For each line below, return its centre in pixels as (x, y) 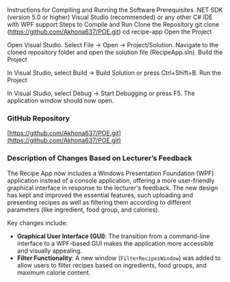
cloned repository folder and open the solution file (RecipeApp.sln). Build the (115, 52)
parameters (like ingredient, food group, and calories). (83, 209)
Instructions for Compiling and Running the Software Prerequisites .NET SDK (115, 10)
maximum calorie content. (54, 272)
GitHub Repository (39, 118)
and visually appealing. (49, 251)
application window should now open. (61, 101)
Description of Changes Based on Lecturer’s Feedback (100, 158)
